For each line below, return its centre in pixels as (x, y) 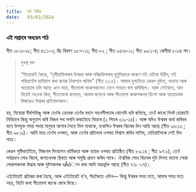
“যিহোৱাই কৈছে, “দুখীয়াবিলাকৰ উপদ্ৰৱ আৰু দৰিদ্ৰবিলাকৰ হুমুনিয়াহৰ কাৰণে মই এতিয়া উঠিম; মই (98, 74)
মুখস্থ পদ (27, 62)
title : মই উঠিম (24, 12)
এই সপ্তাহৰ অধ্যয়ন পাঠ (27, 38)
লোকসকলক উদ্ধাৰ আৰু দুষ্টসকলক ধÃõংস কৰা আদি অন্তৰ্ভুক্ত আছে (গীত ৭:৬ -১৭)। (78, 164)
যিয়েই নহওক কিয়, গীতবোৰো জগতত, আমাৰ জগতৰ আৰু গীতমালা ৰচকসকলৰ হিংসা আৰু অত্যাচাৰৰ (102, 94)
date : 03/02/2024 (30, 17)
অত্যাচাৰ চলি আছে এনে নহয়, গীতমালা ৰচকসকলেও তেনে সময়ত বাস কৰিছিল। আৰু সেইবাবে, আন (102, 87)
